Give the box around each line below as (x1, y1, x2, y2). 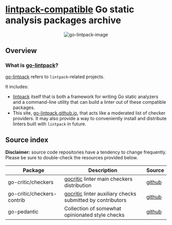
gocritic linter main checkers (64, 176, 133, 183)
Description (88, 167, 118, 174)
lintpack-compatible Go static (5, 4, 135, 15)
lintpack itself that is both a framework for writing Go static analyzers (12, 93, 159, 100)
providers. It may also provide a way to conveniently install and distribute (12, 115, 167, 121)
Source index (5, 136, 49, 144)
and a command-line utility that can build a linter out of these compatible (12, 99, 166, 105)
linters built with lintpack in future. (12, 121, 87, 127)
